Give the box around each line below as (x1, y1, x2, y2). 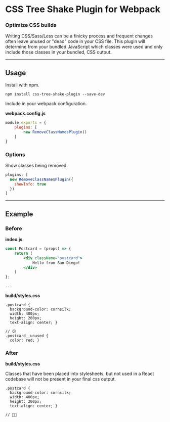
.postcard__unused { (5, 334, 49, 339)
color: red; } (10, 338, 39, 343)
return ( (14, 251, 33, 256)
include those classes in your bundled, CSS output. (5, 49, 112, 55)
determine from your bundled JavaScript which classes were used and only (5, 44, 163, 50)
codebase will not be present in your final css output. (5, 376, 116, 382)
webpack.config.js (5, 110, 46, 117)
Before (5, 225, 22, 232)
